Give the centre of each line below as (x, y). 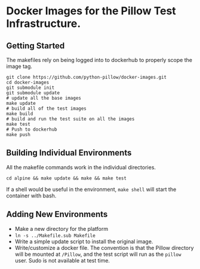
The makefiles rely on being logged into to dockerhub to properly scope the (99, 60)
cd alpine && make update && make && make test (67, 178)
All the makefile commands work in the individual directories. (81, 167)
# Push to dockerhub (32, 129)
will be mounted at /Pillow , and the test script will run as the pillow (98, 254)
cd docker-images (28, 82)
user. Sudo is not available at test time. (62, 260)
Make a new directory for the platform (61, 228)
